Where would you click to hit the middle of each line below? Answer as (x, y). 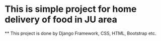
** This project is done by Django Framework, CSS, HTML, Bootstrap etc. (80, 33)
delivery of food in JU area (61, 20)
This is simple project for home (71, 9)
